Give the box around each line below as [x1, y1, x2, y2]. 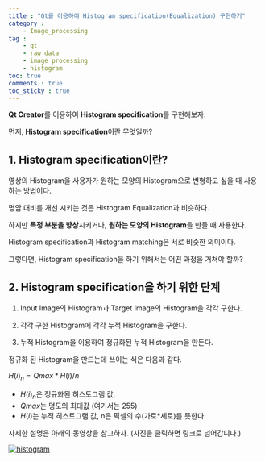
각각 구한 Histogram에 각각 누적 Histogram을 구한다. [19, 320, 188, 330]
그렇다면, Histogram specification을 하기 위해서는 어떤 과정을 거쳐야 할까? [8, 255, 243, 264]
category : [8, 19, 45, 27]
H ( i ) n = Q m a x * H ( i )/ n [8, 371, 80, 382]
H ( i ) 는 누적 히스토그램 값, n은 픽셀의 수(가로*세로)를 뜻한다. [19, 410, 207, 420]
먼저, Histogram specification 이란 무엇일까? [8, 127, 153, 137]
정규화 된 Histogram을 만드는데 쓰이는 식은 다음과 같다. [8, 355, 183, 364]
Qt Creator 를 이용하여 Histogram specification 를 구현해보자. [8, 110, 206, 119]
